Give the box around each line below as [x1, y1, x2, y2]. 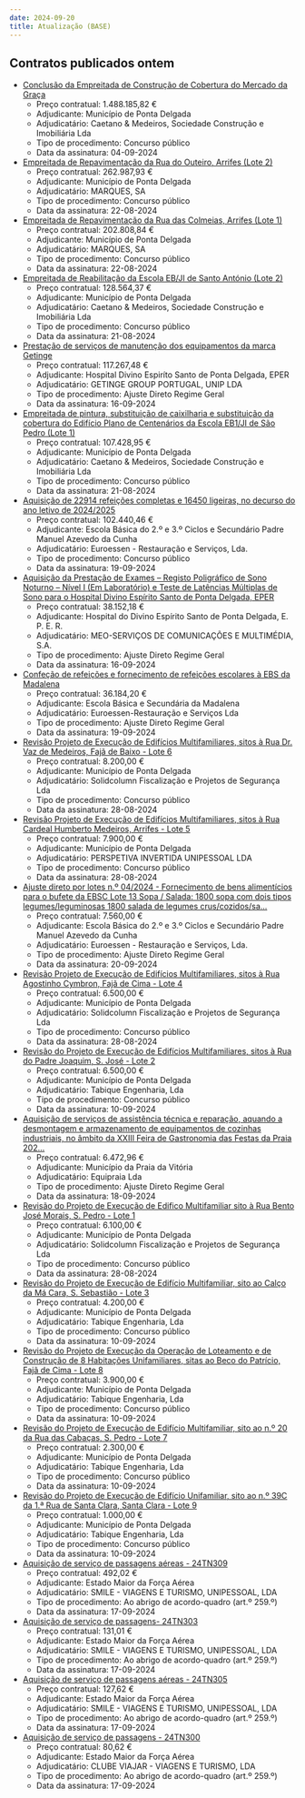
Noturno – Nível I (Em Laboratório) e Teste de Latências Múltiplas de [22, 582, 279, 593]
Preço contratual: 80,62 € [35, 1742, 133, 1753]
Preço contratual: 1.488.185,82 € [35, 99, 157, 110]
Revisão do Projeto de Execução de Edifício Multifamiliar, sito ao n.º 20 [22, 1422, 288, 1433]
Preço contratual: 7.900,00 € [35, 833, 143, 844]
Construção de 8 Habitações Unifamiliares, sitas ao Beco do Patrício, [22, 1355, 281, 1366]
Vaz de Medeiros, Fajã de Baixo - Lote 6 [22, 747, 172, 758]
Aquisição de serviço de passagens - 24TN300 [22, 1732, 201, 1743]
